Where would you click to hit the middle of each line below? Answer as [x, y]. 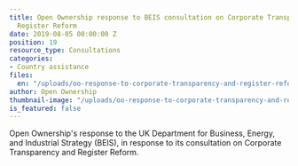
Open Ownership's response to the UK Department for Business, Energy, [142, 133]
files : [21, 75]
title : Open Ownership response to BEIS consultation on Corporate [137, 17]
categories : [31, 59]
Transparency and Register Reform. [74, 153]
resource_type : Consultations [65, 51]
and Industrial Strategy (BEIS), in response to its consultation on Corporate [145, 143]
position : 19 [33, 42]
